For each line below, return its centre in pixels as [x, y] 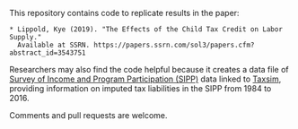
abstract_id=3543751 [48, 53]
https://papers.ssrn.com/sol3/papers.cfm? [174, 45]
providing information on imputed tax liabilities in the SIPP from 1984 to [140, 88]
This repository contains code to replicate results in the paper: [124, 13]
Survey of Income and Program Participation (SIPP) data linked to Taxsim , [145, 79]
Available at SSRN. [54, 45]
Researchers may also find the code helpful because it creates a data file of [149, 69]
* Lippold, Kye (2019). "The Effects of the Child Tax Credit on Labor [146, 30]
